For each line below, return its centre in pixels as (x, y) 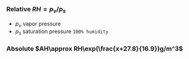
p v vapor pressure (38, 24)
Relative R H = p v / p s (36, 10)
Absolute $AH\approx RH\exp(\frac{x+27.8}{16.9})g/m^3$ (95, 49)
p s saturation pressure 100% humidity (62, 32)
